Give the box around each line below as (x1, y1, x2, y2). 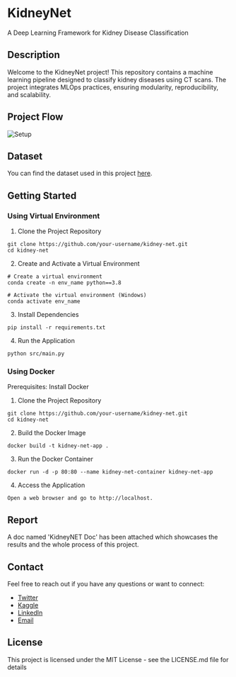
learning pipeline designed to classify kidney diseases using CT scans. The (7, 75, 227, 84)
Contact (7, 561, 44, 573)
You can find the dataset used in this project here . (7, 169, 153, 178)
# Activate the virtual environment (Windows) (7, 292, 147, 299)
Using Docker (7, 367, 55, 376)
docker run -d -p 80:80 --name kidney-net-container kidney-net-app (7, 469, 213, 476)
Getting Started (7, 189, 77, 201)
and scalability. (7, 90, 52, 99)
